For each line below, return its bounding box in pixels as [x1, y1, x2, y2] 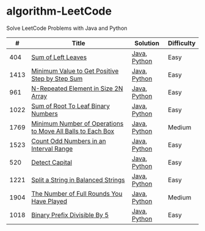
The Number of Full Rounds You [31, 189, 123, 197]
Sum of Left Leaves [31, 53, 87, 62]
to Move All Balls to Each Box [31, 127, 115, 135]
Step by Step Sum [31, 74, 83, 83]
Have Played [31, 197, 68, 205]
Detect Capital [31, 158, 72, 166]
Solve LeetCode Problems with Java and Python [6, 24, 128, 32]
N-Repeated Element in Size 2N [31, 84, 123, 93]
